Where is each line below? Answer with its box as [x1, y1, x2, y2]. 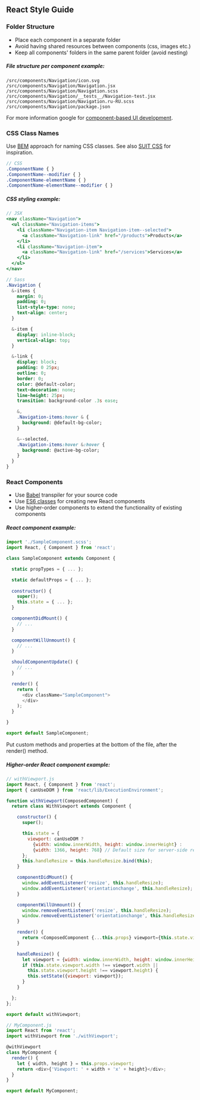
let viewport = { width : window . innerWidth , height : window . [21, 956, 174, 962]
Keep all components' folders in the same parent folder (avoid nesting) [14, 49, 188, 56]
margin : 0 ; [17, 293, 44, 299]
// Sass [6, 277, 26, 283]
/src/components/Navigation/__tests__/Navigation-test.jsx [6, 93, 156, 99]
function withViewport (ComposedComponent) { [6, 798, 118, 804]
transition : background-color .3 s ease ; [17, 398, 118, 404]
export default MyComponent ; [6, 1088, 79, 1094]
